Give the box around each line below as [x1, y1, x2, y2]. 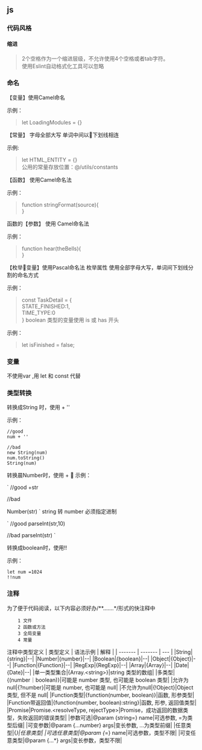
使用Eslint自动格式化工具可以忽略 [21, 62, 104, 70]
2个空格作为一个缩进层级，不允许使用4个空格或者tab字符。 [21, 54, 169, 62]
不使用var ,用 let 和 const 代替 [7, 372, 81, 380]
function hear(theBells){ [21, 245, 81, 252]
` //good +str [7, 483, 39, 491]
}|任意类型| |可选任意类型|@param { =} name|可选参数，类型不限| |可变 [16, 729, 191, 736]
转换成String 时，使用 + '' [7, 404, 70, 411]
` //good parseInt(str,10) [7, 520, 66, 528]
